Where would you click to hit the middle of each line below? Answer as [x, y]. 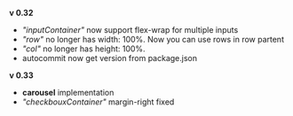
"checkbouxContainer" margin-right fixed [98, 102]
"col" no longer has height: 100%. [83, 49]
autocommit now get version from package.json [110, 58]
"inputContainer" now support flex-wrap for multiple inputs [130, 30]
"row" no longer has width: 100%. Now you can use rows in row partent [153, 39]
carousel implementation [68, 93]
